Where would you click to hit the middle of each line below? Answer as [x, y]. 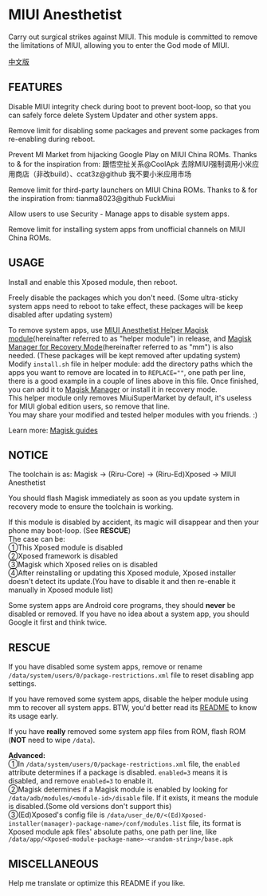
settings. [23, 684]
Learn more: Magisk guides [53, 430]
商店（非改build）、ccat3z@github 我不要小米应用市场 [103, 174]
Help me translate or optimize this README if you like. [97, 883]
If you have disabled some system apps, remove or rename [106, 667]
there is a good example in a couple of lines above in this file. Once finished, [133, 381]
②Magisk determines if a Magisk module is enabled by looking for [118, 789]
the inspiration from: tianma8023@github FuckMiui [92, 198]
